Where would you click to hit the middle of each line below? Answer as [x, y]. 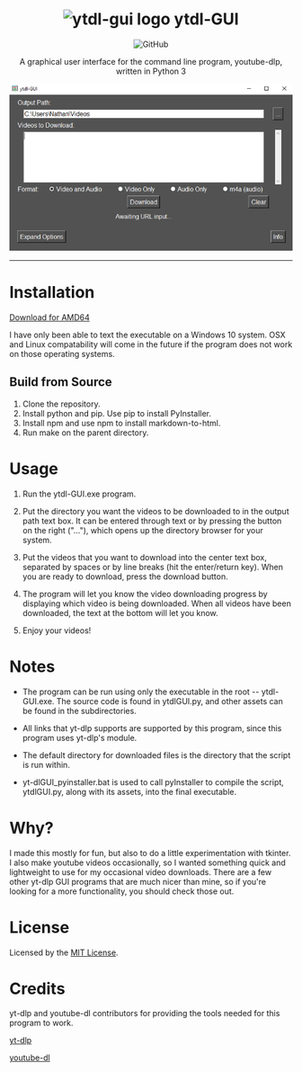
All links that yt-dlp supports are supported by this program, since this [152, 728]
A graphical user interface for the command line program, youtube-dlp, [151, 61]
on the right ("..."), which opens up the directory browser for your [142, 530]
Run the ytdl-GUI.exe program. [79, 494]
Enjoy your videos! [57, 630]
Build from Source [61, 382]
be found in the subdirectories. [79, 710]
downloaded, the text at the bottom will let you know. [120, 612]
